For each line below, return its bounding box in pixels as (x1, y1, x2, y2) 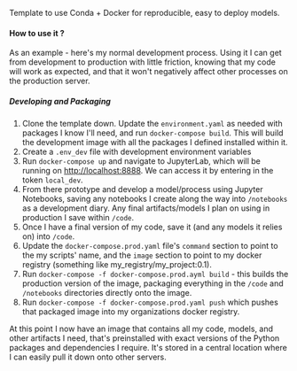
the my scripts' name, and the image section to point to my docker (21, 250, 262, 260)
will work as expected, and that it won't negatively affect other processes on (9, 66, 288, 77)
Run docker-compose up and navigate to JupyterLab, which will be (21, 156, 262, 166)
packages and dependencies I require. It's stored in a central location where (9, 343, 288, 353)
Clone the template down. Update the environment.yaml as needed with (21, 119, 283, 129)
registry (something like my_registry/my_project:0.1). (21, 259, 213, 270)
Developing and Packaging (9, 96, 111, 106)
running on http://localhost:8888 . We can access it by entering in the (21, 166, 274, 176)
